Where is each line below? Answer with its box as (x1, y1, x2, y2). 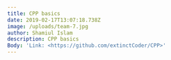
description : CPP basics (7, 36, 79, 43)
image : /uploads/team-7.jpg (7, 23, 89, 30)
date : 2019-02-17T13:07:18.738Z (7, 17, 101, 23)
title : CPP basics (7, 10, 60, 17)
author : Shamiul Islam (7, 29, 73, 37)
